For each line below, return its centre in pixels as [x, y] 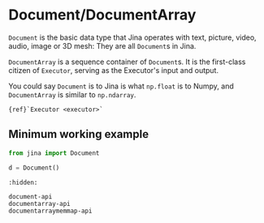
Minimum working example [78, 134]
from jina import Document [54, 153]
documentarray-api [39, 204]
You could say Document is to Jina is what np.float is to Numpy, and [121, 86]
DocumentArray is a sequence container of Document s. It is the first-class [127, 62]
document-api [30, 196]
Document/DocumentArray [102, 15]
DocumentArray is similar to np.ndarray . [72, 94]
